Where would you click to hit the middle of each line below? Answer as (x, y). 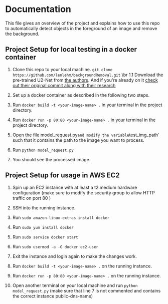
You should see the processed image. (51, 159)
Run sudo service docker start (45, 237)
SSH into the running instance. (44, 208)
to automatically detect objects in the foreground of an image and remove (81, 28)
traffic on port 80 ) (32, 198)
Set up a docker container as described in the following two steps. (81, 95)
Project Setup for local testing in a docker (71, 49)
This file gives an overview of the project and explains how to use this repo (82, 23)
